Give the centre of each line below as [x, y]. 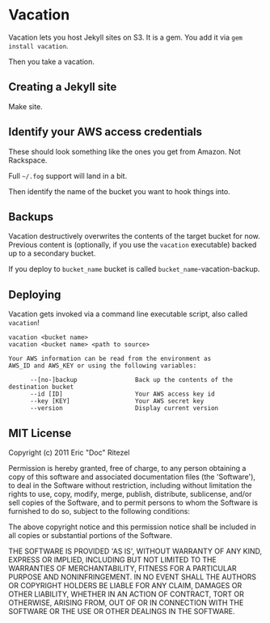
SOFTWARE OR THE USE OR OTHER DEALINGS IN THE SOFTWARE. [122, 611]
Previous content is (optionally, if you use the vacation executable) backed [133, 245]
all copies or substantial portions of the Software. [90, 535]
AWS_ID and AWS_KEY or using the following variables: [103, 366]
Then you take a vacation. [51, 61]
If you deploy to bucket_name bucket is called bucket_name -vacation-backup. [134, 269]
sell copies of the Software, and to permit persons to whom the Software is [133, 502]
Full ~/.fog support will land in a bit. [68, 176]
